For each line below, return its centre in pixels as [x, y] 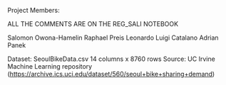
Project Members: [34, 10]
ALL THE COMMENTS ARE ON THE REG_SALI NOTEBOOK [93, 24]
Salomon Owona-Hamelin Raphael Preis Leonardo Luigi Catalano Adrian [113, 38]
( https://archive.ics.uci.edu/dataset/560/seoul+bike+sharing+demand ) [111, 74]
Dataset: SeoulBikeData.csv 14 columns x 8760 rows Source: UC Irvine [111, 59]
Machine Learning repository [50, 66]
